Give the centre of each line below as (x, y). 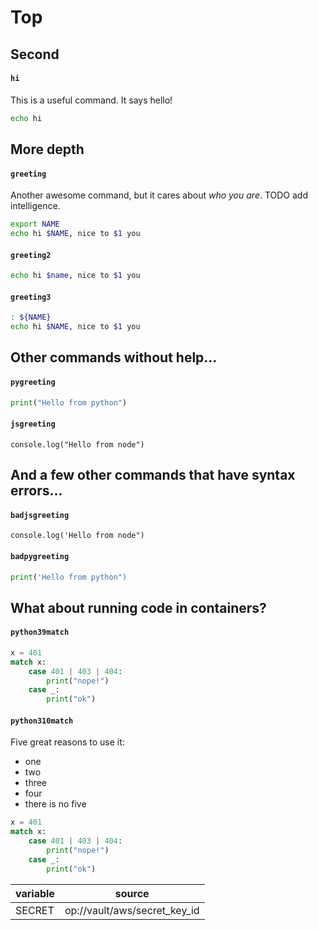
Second (35, 54)
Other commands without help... (114, 357)
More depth (47, 149)
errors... (36, 491)
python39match (40, 632)
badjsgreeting (40, 515)
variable (35, 893)
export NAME (35, 224)
